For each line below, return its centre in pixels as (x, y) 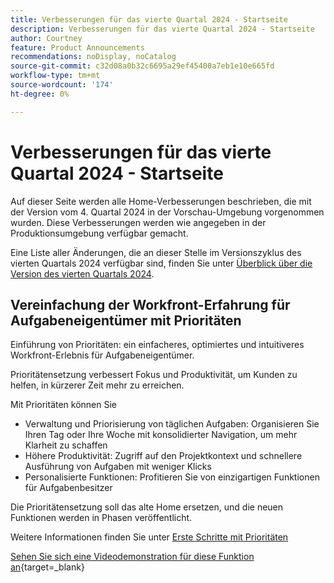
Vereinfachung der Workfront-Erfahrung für (150, 304)
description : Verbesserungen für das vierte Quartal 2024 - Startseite (162, 29)
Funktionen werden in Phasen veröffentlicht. (101, 518)
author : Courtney (46, 38)
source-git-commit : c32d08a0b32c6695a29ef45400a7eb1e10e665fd (142, 66)
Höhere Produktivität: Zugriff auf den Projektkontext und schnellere (163, 456)
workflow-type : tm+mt (55, 76)
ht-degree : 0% (40, 94)
